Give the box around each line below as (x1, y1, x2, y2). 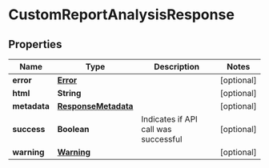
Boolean (57, 124, 90, 134)
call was (141, 124, 172, 134)
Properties (8, 38, 62, 51)
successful (141, 134, 183, 145)
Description (154, 62, 200, 72)
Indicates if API (141, 114, 198, 125)
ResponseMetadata (57, 101, 134, 111)
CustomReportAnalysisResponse (8, 6, 235, 24)
